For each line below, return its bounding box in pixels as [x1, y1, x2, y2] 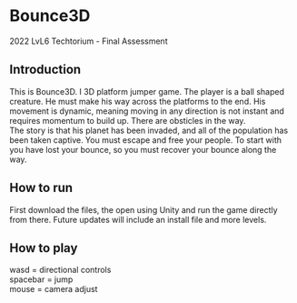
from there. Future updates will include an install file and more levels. [9, 214, 267, 225]
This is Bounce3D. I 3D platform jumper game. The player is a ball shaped [9, 86, 284, 96]
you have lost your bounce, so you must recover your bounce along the [9, 144, 277, 155]
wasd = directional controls [9, 265, 112, 276]
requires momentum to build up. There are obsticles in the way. [9, 115, 246, 126]
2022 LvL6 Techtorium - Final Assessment [9, 35, 168, 46]
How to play [9, 240, 78, 256]
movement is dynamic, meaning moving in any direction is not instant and [9, 106, 284, 116]
